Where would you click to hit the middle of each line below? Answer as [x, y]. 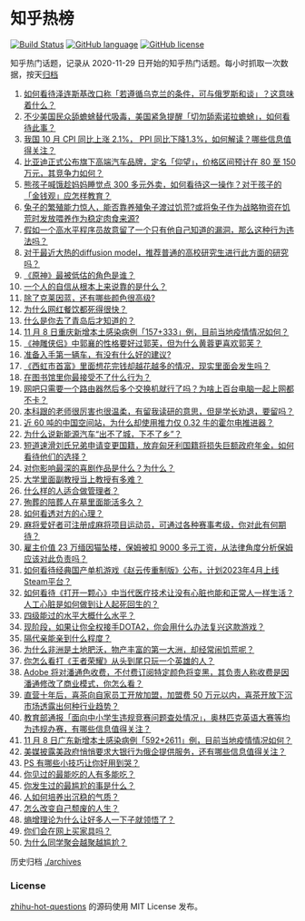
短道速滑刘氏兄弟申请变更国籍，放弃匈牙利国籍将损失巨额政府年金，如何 [158, 445]
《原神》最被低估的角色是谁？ [79, 275]
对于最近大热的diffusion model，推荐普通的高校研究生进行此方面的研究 [156, 252]
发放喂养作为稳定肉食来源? [89, 218]
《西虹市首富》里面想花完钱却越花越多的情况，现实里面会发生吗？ [147, 366]
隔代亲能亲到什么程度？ [67, 638]
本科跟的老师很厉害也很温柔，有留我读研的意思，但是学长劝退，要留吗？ [158, 411]
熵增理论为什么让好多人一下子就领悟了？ [99, 819]
